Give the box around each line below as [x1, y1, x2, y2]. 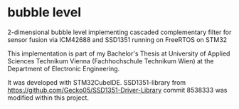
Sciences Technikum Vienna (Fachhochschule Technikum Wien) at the [7, 56, 214, 65]
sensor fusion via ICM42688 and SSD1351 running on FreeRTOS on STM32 [7, 35, 228, 43]
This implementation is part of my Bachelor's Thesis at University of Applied [7, 49, 230, 58]
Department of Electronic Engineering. [7, 64, 120, 73]
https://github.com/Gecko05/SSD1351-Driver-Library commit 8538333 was [7, 85, 228, 94]
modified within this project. [7, 93, 89, 102]
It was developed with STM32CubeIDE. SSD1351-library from [7, 78, 186, 86]
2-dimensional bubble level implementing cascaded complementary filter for [7, 28, 232, 36]
